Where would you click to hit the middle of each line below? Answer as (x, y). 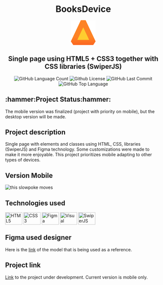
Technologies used (35, 203)
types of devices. (23, 160)
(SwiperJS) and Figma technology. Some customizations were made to (77, 149)
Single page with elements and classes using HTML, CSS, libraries (73, 144)
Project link (23, 265)
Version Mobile (29, 175)
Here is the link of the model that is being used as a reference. (69, 249)
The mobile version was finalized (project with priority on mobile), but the (80, 111)
